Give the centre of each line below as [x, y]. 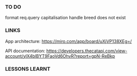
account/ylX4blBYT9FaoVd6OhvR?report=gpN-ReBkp [60, 56]
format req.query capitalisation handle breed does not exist [66, 18]
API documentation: [25, 51]
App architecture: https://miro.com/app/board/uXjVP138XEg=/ [68, 41]
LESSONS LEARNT [28, 69]
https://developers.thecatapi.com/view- [87, 51]
